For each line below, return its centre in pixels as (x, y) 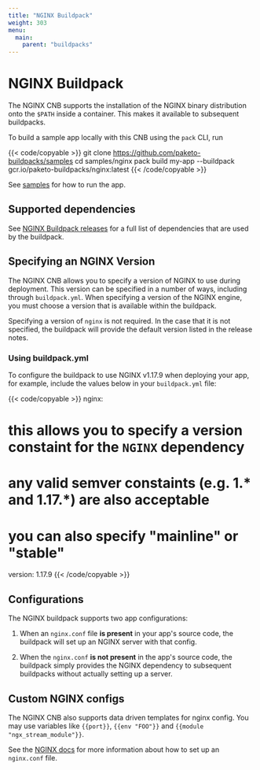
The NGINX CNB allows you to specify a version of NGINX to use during (125, 280)
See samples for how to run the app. (67, 185)
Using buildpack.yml (48, 357)
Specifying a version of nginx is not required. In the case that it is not (119, 320)
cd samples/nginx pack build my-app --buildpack (154, 161)
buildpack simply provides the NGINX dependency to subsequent (125, 665)
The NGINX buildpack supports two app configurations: (98, 618)
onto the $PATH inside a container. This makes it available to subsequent (124, 114)
